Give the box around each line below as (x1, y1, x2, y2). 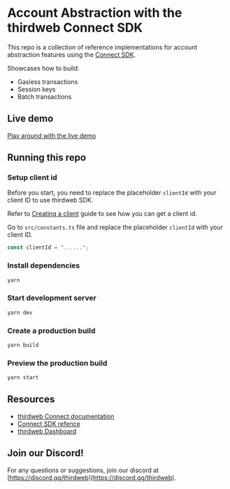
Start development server (7, 293, 96, 303)
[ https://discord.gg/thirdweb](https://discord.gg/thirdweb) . (7, 473, 177, 481)
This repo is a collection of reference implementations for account (7, 43, 198, 51)
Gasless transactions (17, 77, 78, 85)
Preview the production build (7, 358, 108, 368)
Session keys (17, 85, 56, 93)
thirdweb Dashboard (17, 427, 77, 435)
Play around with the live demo (7, 131, 96, 139)
